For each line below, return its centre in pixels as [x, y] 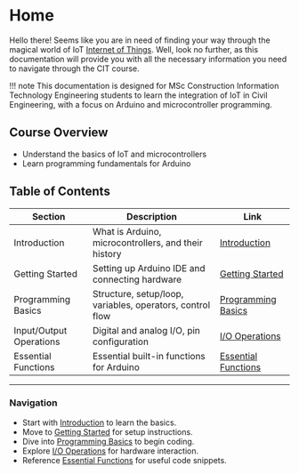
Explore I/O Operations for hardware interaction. [110, 451]
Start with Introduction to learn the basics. [99, 422]
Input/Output [40, 330]
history [107, 253]
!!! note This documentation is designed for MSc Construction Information [144, 85]
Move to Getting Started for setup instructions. [107, 431]
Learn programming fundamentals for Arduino [106, 163]
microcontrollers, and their [147, 243]
